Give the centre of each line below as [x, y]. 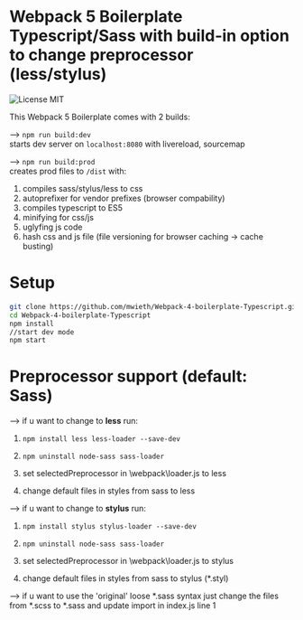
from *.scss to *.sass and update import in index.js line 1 [113, 606]
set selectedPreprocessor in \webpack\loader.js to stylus [128, 561]
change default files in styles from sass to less [109, 491]
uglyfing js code [52, 227]
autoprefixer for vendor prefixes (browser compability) [124, 198]
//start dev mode [42, 332]
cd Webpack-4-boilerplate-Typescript [80, 315]
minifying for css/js [58, 217]
